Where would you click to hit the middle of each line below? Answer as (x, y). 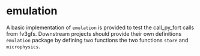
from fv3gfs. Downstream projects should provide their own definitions (94, 33)
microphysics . (23, 46)
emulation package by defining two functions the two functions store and (97, 40)
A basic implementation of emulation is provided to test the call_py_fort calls (100, 27)
